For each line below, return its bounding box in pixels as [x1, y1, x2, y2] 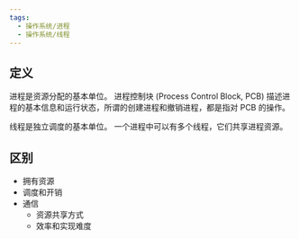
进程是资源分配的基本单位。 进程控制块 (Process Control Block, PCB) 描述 [9, 91, 283, 102]
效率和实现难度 [35, 221, 92, 231]
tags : [9, 13, 30, 22]
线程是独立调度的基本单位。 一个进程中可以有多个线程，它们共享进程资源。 [9, 121, 288, 132]
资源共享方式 [35, 209, 84, 220]
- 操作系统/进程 [17, 22, 70, 31]
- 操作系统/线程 [17, 30, 70, 39]
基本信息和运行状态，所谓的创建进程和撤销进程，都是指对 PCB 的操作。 [24, 102, 291, 113]
